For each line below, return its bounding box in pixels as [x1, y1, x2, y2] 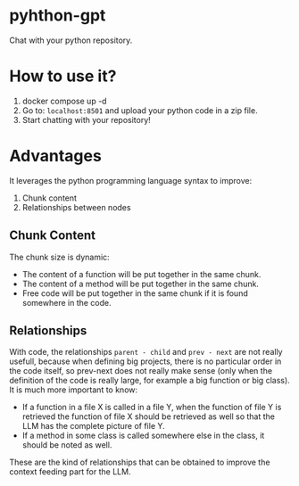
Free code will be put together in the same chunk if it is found [21, 287, 248, 299]
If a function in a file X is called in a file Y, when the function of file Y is [21, 402, 282, 413]
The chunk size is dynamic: [9, 251, 110, 262]
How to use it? [9, 66, 117, 86]
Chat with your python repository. [9, 35, 133, 45]
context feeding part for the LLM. [9, 466, 131, 477]
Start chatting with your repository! [21, 114, 152, 125]
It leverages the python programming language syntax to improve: [9, 175, 253, 185]
